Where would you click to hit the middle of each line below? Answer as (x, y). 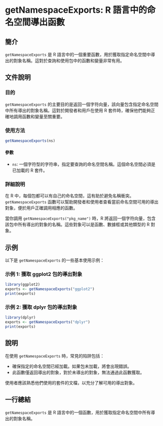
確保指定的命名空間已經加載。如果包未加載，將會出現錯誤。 (72, 366)
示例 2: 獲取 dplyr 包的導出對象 (41, 307)
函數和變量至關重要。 (43, 116)
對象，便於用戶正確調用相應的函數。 (41, 208)
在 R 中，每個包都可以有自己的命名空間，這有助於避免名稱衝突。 (69, 196)
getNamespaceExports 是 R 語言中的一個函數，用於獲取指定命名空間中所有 (78, 412)
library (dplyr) (20, 318)
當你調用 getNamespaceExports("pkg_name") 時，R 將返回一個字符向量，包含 (80, 219)
